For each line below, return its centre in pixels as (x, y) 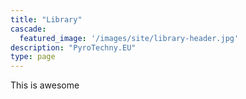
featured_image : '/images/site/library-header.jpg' (129, 38)
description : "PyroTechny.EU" (73, 47)
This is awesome (45, 85)
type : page (33, 57)
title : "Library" (46, 19)
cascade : (28, 29)
